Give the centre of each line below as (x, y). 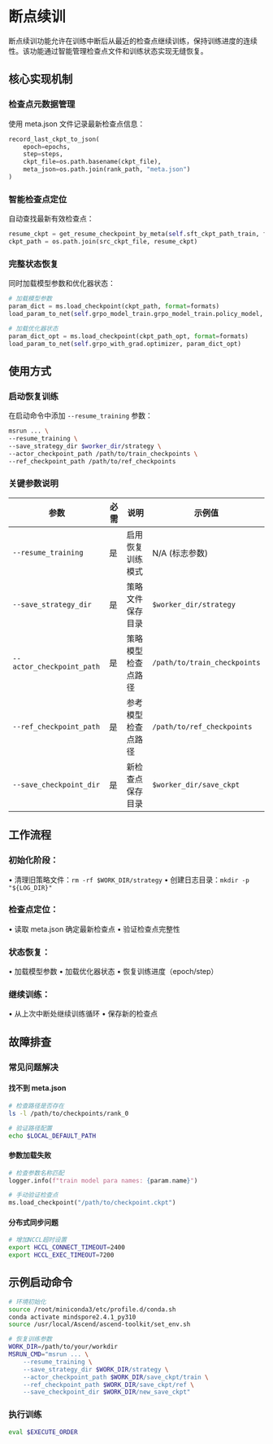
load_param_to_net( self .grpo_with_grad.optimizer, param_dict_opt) (125, 344)
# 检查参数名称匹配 (37, 1173)
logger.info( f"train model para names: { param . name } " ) (103, 1181)
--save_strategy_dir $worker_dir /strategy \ (85, 446)
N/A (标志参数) (180, 553)
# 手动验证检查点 (33, 1195)
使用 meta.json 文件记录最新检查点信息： (77, 124)
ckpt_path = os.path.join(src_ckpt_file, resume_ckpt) (103, 242)
